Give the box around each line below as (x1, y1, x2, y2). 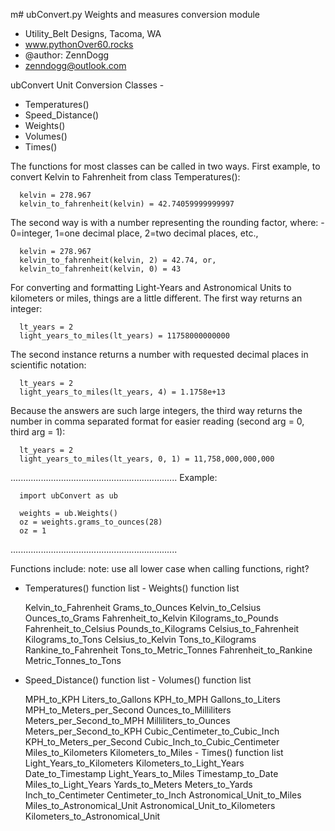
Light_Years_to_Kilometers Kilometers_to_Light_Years (24, 757, 245, 769)
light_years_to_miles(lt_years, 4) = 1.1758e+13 (19, 387, 226, 397)
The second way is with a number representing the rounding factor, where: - (10, 217, 325, 228)
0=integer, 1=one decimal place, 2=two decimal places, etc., (10, 227, 259, 239)
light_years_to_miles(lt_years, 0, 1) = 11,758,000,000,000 (19, 454, 275, 464)
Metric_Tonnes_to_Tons (24, 655, 122, 666)
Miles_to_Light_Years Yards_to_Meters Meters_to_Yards (24, 779, 253, 790)
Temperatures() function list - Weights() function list (24, 582, 240, 594)
